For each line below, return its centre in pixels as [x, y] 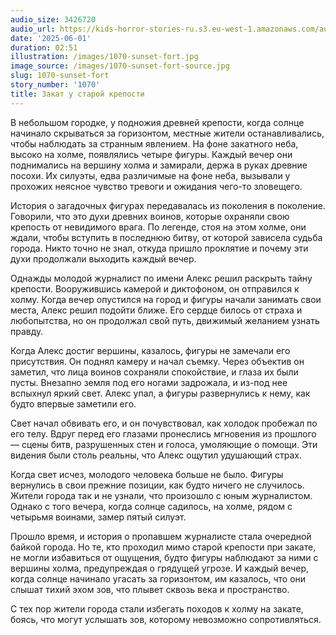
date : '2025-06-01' [51, 38]
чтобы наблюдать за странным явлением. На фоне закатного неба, [154, 143]
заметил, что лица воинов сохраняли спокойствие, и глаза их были [154, 372]
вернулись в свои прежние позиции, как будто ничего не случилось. [157, 485]
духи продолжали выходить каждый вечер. [103, 258]
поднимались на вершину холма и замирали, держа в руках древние [159, 165]
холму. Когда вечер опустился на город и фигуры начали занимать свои [166, 299]
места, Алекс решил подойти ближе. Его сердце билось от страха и [156, 310]
